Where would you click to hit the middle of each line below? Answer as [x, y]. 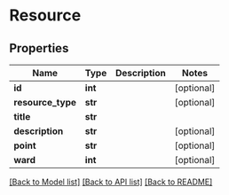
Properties [39, 48]
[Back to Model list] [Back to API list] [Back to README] [111, 182]
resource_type [45, 102]
